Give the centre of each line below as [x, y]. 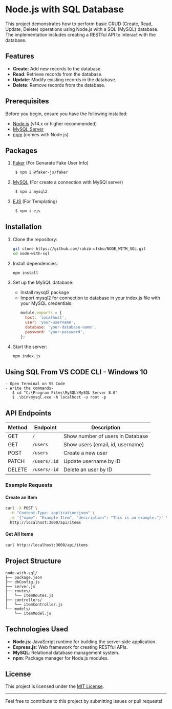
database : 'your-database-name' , [60, 328]
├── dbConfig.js [23, 582]
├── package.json [24, 577]
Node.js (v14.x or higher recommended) [55, 123]
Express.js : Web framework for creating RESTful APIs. [70, 647]
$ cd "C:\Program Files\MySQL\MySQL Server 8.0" [65, 393]
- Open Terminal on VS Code [35, 384]
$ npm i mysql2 [31, 192]
